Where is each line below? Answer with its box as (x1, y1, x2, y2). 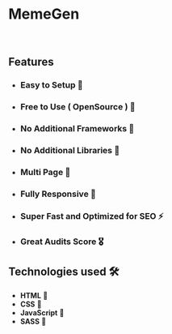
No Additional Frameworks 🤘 (19, 123, 135, 135)
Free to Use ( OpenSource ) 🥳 (19, 101, 136, 113)
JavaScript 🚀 (19, 307, 65, 317)
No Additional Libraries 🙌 (19, 145, 120, 156)
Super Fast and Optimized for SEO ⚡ (19, 210, 164, 221)
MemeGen (8, 5, 80, 24)
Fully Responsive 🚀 (19, 188, 97, 199)
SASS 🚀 (19, 316, 47, 326)
